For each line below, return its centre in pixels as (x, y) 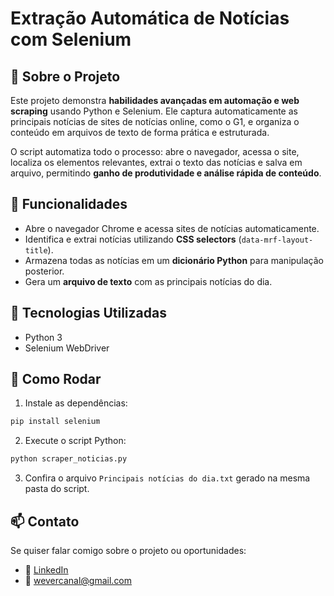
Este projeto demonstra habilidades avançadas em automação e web (155, 100)
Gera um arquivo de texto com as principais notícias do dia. (148, 281)
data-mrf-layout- (277, 240)
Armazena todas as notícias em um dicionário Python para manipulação (174, 260)
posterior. (44, 271)
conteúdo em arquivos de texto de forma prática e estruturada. (140, 132)
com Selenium (71, 39)
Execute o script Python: (75, 441)
